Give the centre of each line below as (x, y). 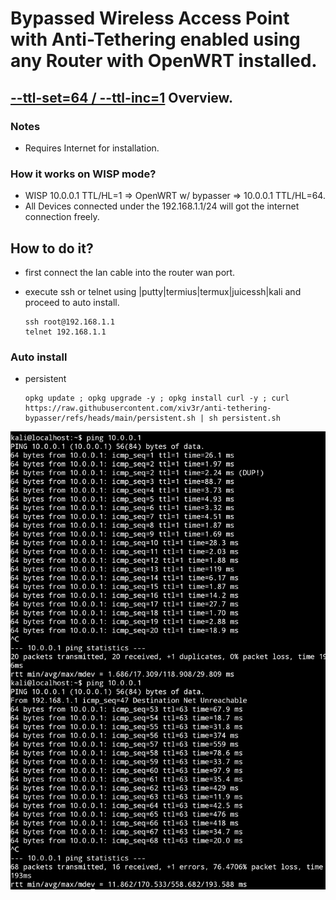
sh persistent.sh (244, 418)
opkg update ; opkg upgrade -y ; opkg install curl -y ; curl (157, 398)
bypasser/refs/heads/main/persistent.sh (110, 418)
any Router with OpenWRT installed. (164, 61)
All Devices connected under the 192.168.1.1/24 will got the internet (162, 206)
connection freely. (62, 217)
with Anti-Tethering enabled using (155, 39)
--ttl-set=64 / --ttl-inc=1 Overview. (121, 97)
